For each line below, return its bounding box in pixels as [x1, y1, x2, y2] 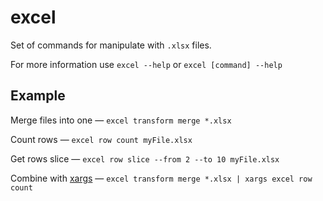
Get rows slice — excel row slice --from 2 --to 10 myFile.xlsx [10, 152, 280, 165]
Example [10, 87, 66, 105]
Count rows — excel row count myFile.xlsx [10, 133, 193, 145]
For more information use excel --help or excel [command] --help [10, 58, 283, 70]
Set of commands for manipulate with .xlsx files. [10, 39, 212, 51]
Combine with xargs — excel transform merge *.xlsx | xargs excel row [10, 172, 313, 184]
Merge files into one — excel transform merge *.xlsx [10, 114, 232, 126]
